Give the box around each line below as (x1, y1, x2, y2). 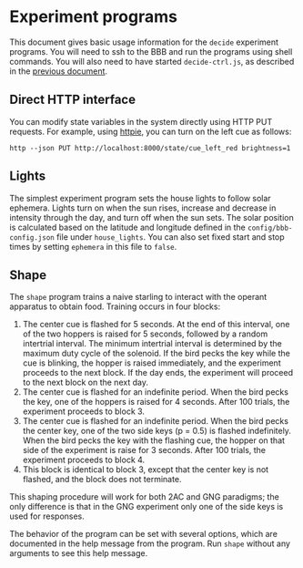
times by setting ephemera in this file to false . (9, 241, 177, 252)
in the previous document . (9, 66, 107, 77)
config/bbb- (247, 223, 293, 232)
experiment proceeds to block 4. (22, 454, 146, 466)
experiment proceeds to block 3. (22, 406, 146, 417)
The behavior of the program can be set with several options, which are (9, 529, 278, 540)
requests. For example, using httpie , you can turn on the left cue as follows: (9, 126, 292, 137)
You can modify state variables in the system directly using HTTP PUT (9, 116, 273, 127)
